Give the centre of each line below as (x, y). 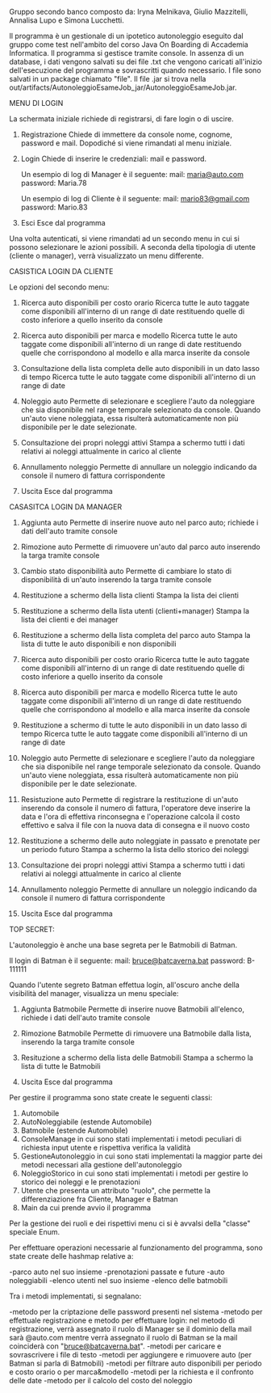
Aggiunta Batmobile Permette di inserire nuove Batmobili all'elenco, (133, 1009)
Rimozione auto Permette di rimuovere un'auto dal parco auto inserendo (140, 547)
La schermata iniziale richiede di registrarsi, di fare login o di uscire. (121, 119)
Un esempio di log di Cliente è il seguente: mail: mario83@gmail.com (135, 198)
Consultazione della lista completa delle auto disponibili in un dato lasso (140, 368)
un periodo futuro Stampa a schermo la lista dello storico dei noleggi (135, 849)
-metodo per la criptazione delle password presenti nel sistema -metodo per (136, 1312)
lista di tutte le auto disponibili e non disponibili (98, 644)
